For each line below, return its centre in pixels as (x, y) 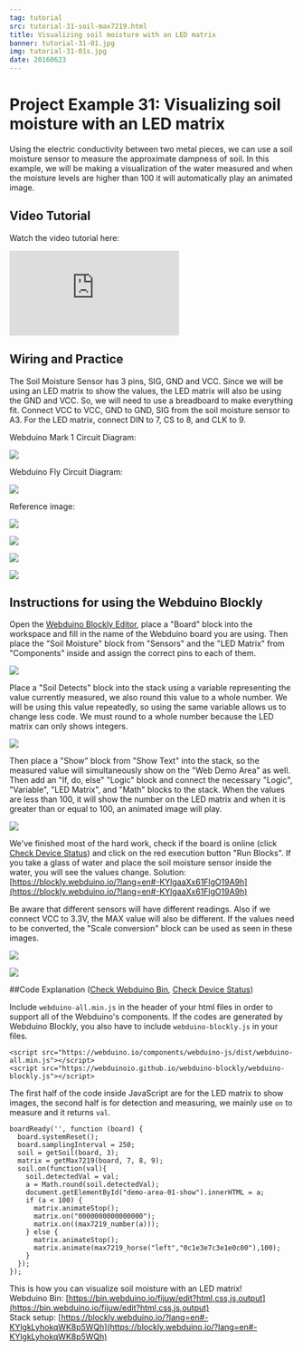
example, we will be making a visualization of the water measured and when (151, 168)
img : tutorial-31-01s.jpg (58, 52)
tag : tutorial (36, 18)
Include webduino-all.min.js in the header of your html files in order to (141, 1008)
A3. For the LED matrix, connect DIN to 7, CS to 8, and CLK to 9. (128, 420)
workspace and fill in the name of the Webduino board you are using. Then (149, 634)
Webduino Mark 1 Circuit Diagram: (73, 437)
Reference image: (42, 506)
